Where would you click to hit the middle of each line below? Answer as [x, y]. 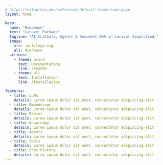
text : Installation [38, 78]
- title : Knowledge [29, 123]
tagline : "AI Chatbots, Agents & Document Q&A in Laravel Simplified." [84, 37]
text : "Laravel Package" [35, 32]
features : [15, 91]
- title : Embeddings [30, 105]
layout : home [18, 14]
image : [16, 41]
